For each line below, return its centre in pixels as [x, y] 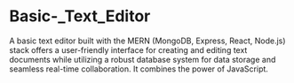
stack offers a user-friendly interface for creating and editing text [128, 49]
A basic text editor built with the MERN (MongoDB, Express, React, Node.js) [147, 41]
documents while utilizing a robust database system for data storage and [143, 59]
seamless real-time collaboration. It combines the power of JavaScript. [139, 69]
